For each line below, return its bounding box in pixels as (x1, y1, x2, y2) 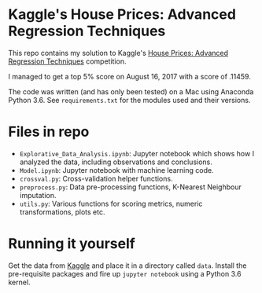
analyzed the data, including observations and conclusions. (19, 157, 212, 167)
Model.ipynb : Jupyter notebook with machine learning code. (19, 165, 214, 174)
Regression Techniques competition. (8, 57, 127, 66)
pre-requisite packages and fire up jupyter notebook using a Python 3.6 (8, 269, 242, 278)
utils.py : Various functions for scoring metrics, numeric (19, 199, 203, 208)
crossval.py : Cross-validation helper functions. (19, 174, 173, 183)
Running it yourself (8, 235, 135, 253)
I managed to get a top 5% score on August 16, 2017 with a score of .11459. (8, 71, 252, 81)
